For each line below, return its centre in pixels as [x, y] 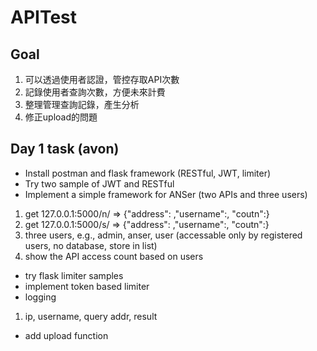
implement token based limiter [87, 286]
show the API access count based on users [114, 256]
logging [40, 297]
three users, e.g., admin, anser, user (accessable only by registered [163, 235]
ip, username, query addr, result [91, 316]
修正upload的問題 [61, 117]
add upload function [66, 335]
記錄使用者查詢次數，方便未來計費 [95, 92]
